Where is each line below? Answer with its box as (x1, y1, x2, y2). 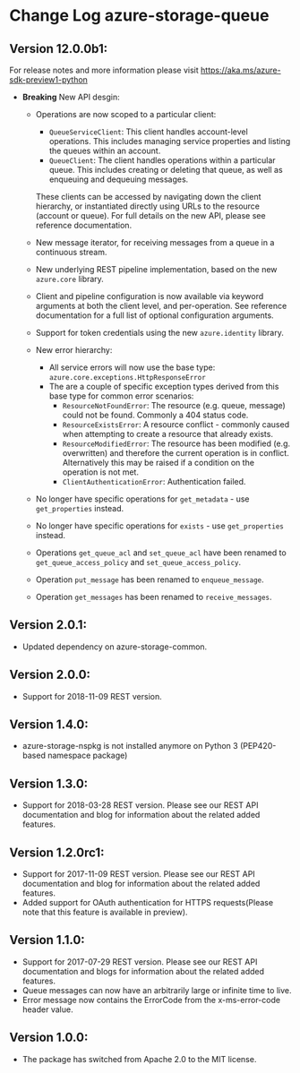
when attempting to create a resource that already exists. (62, 429, 273, 439)
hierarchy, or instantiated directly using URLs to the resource (35, 201, 260, 211)
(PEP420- (240, 741, 277, 751)
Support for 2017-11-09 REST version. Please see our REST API (21, 869, 255, 880)
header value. (21, 1004, 73, 1015)
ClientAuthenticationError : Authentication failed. (62, 476, 246, 486)
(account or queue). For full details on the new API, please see (35, 210, 266, 220)
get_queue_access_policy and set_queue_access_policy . (35, 557, 242, 567)
